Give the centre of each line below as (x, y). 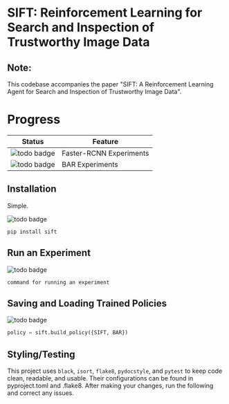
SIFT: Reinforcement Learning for (105, 13)
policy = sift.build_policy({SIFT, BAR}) (68, 333)
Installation (32, 189)
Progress (34, 120)
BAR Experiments (90, 164)
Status (33, 141)
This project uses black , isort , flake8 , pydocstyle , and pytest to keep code (115, 371)
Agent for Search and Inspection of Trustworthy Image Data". (94, 92)
